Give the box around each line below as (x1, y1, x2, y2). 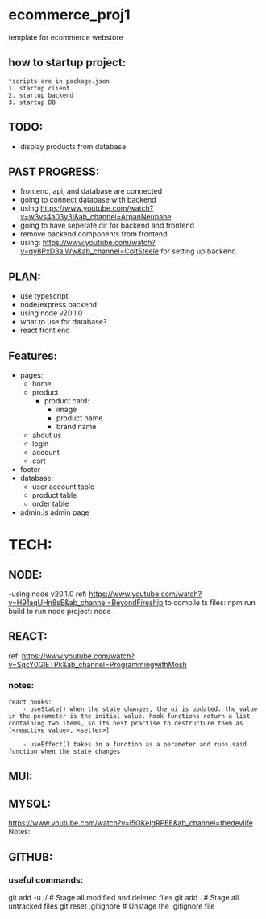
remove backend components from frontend (19, 229, 168, 239)
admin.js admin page (19, 508, 90, 517)
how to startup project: (8, 56, 127, 69)
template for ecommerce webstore (8, 32, 123, 42)
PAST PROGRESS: (8, 165, 100, 178)
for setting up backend (160, 246, 236, 256)
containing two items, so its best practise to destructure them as (8, 720, 243, 728)
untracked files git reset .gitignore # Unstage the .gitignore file (8, 901, 215, 911)
